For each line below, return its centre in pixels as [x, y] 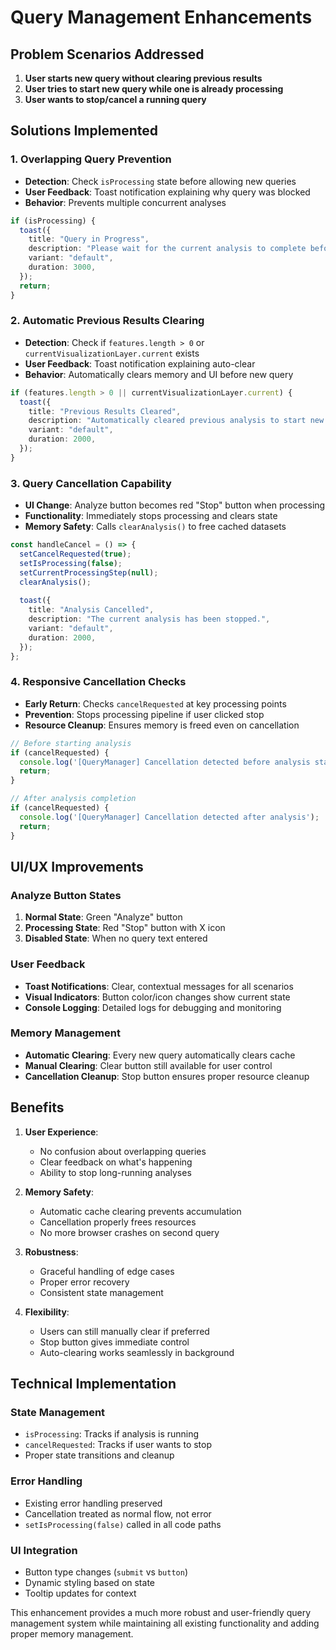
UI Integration [44, 1550]
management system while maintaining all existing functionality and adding [165, 1623]
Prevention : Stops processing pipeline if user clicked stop [144, 714]
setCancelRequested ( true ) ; [75, 554]
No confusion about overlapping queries [123, 1151]
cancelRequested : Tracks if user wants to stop [118, 1445]
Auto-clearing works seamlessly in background [137, 1352]
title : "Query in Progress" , [89, 239]
